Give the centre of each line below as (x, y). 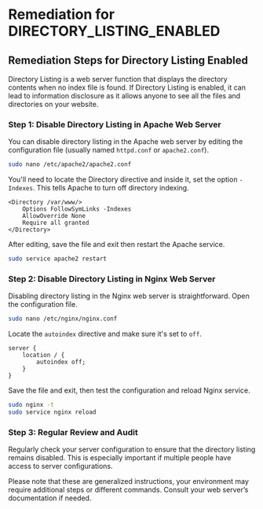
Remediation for (62, 15)
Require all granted (56, 223)
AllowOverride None (54, 216)
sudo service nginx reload (52, 412)
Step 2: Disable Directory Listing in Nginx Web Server (112, 278)
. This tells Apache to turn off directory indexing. (111, 188)
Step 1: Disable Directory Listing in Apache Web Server (115, 124)
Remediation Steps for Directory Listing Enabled (128, 60)
